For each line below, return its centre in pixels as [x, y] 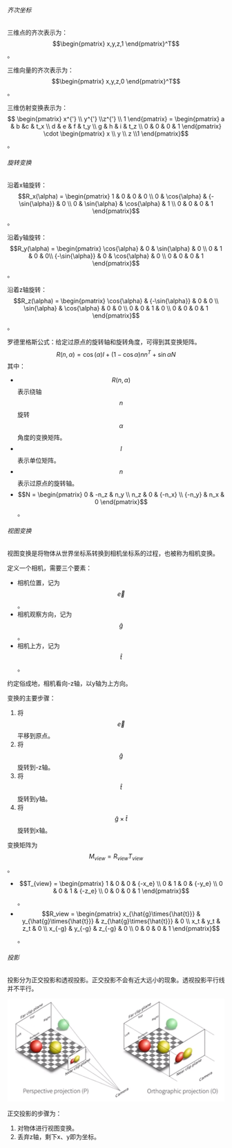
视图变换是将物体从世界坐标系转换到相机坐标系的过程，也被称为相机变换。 [113, 553]
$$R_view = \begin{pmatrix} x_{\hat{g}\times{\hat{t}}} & [121, 914]
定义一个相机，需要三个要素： [49, 568]
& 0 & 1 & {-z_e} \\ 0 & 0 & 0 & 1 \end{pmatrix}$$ [121, 891]
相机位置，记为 [38, 583]
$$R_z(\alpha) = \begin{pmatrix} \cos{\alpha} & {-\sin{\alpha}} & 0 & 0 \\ [116, 301]
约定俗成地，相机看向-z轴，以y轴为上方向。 [70, 683]
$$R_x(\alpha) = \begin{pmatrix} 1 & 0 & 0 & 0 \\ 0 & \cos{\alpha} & [113, 196]
